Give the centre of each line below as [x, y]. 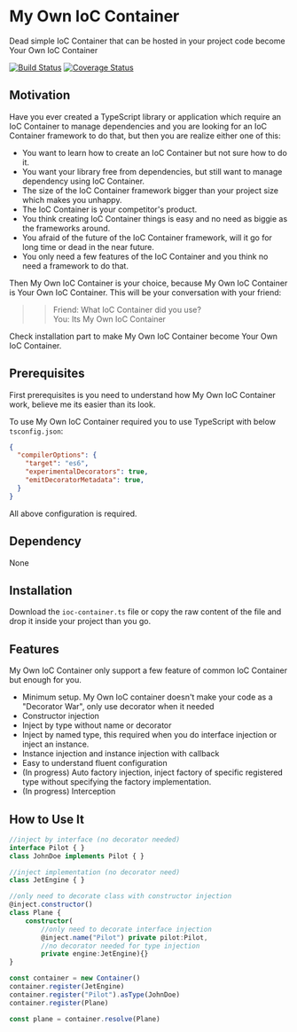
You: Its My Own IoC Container [109, 319]
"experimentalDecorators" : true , [87, 472]
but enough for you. [45, 680]
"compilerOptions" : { [57, 455]
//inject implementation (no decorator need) [94, 872]
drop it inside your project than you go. [80, 622]
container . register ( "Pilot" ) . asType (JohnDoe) [94, 995]
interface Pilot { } [47, 848]
